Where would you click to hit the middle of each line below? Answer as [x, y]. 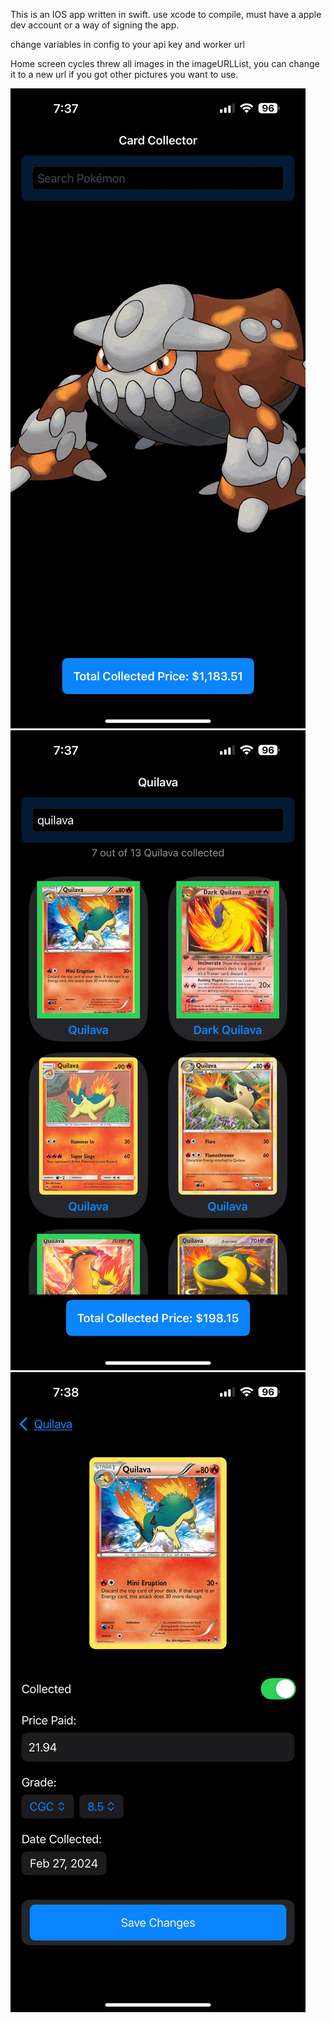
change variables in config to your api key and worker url [127, 44]
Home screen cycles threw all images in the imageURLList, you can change [165, 63]
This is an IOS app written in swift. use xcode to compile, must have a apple [166, 14]
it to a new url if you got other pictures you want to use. [124, 74]
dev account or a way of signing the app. [95, 25]
